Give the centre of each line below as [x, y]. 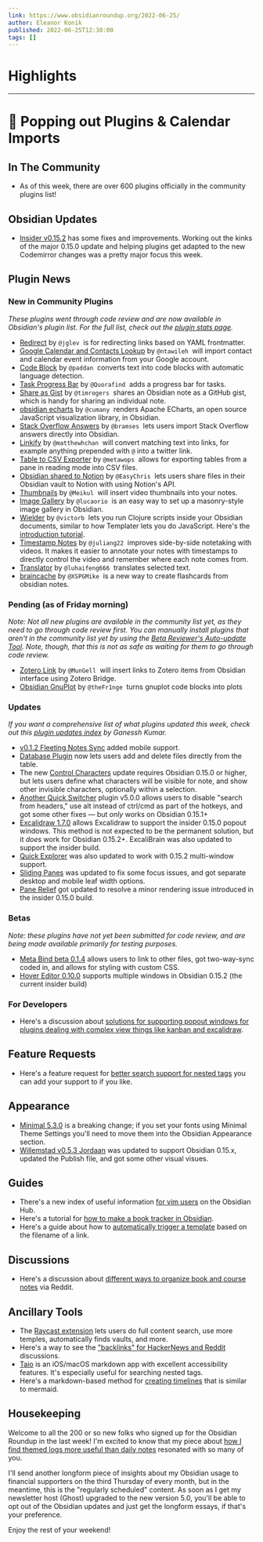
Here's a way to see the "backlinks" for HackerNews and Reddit [122, 1347]
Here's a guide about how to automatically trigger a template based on [133, 1227]
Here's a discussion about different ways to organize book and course [133, 1279]
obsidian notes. [44, 584]
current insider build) [53, 984]
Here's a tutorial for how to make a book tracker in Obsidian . [116, 1219]
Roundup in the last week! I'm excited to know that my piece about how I [125, 1441]
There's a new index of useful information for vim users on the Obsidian [135, 1202]
